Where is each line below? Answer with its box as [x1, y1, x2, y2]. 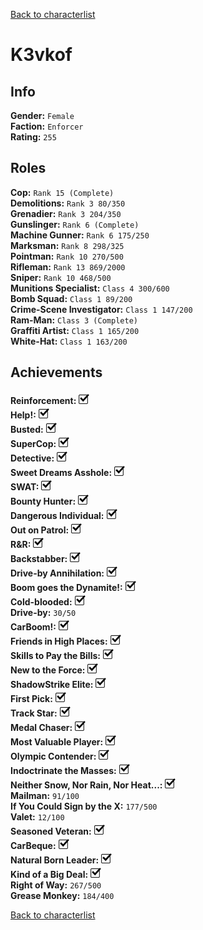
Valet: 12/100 [10, 810, 65, 823]
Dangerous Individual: [10, 509, 105, 521]
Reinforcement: [10, 394, 77, 406]
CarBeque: [10, 839, 57, 851]
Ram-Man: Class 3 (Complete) [10, 314, 138, 326]
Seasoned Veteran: [10, 825, 92, 837]
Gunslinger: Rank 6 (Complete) [10, 218, 140, 230]
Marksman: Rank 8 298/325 [10, 239, 125, 251]
